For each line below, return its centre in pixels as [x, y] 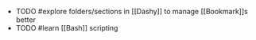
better [25, 20]
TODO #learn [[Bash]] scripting [67, 28]
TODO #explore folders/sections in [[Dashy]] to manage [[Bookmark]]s [132, 11]
